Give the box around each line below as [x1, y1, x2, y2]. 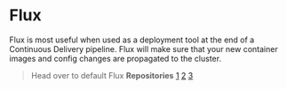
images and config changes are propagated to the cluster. [9, 53, 222, 63]
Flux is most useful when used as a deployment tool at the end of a [9, 34, 255, 45]
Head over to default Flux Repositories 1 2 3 [30, 70, 194, 80]
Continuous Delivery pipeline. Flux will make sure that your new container [9, 43, 278, 54]
